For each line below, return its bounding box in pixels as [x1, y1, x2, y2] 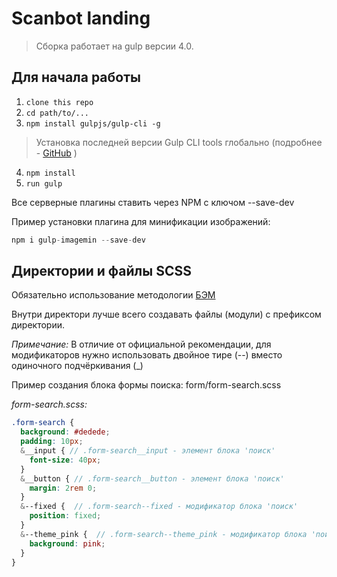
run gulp [25, 178, 63, 189]
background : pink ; [29, 538, 106, 549]
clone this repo [25, 97, 94, 107]
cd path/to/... [25, 108, 90, 118]
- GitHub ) [35, 147, 78, 159]
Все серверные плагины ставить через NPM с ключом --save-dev [11, 196, 295, 208]
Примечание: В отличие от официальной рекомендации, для [11, 338, 272, 351]
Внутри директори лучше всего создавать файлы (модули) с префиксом [11, 308, 322, 321]
